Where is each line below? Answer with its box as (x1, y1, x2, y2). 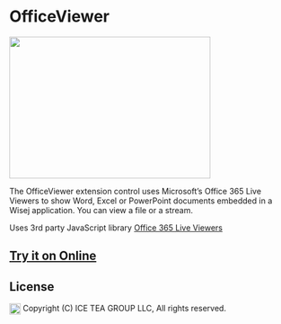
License (9, 279, 55, 294)
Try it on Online (9, 248, 97, 264)
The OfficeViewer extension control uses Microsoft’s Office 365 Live (9, 185, 262, 196)
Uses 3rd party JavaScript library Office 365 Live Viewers (9, 222, 223, 233)
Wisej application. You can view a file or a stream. (9, 204, 193, 215)
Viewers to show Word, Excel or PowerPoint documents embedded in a (9, 195, 273, 206)
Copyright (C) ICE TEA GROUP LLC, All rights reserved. (22, 303, 227, 314)
